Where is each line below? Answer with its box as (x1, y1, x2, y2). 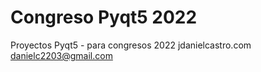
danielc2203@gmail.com (10, 49, 113, 61)
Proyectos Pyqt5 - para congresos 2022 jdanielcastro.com (10, 39, 252, 51)
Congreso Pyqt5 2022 (10, 6, 198, 29)
